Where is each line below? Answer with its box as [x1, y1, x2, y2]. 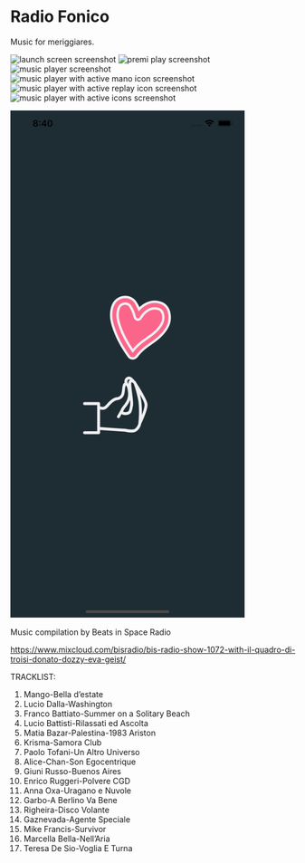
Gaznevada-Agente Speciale [23, 813, 130, 825]
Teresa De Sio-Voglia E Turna [23, 842, 133, 853]
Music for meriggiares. [10, 36, 95, 47]
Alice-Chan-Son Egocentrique [23, 756, 137, 767]
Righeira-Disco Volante [23, 804, 110, 815]
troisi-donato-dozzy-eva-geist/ [10, 654, 127, 665]
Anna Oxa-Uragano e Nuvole [23, 785, 132, 796]
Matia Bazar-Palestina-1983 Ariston [23, 727, 157, 738]
